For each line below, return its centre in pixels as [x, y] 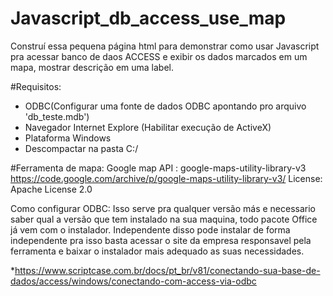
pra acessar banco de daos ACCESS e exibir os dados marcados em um [159, 56]
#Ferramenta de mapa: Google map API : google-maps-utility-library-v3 [158, 168]
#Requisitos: [36, 86]
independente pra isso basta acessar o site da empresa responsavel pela [161, 240]
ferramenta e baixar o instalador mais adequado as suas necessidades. [157, 251]
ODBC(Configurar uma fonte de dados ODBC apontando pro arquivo [165, 106]
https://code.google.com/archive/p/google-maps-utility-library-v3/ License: [166, 178]
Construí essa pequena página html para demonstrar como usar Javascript [165, 46]
